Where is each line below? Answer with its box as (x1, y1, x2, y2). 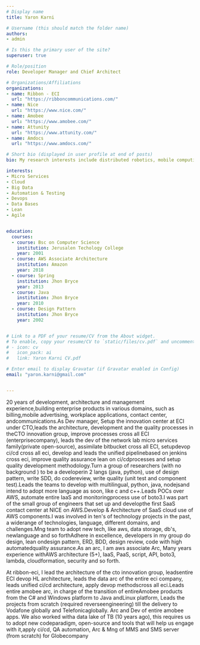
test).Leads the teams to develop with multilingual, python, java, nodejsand (6, 481, 190, 488)
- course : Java (11, 289, 49, 296)
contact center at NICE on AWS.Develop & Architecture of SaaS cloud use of (6, 506, 193, 514)
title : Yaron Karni (6, 14, 55, 20)
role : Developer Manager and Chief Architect (6, 69, 121, 75)
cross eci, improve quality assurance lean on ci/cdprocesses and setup (6, 455, 181, 463)
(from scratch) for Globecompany (6, 632, 89, 639)
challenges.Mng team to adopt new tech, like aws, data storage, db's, (6, 525, 177, 532)
